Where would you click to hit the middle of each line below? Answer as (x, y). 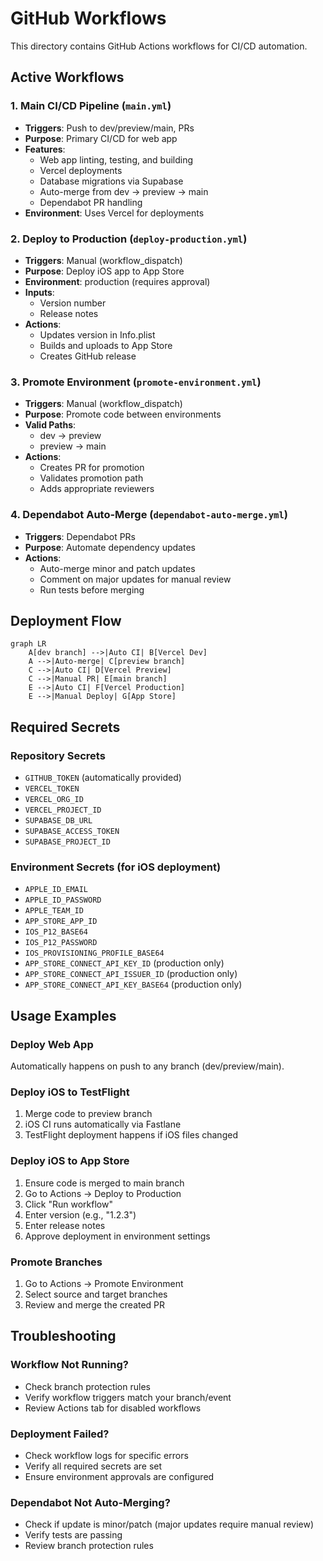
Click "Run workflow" (68, 1204)
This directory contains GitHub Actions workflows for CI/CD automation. (159, 46)
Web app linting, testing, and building (116, 159)
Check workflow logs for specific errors (106, 1455)
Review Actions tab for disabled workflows (113, 1408)
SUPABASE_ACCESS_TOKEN (72, 832)
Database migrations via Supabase (111, 181)
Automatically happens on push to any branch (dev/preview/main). (147, 1066)
